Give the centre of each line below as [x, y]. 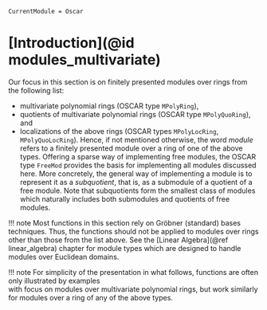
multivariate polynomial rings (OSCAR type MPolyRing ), [109, 106]
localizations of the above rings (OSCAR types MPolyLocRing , [119, 131]
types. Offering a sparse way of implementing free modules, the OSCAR [138, 156]
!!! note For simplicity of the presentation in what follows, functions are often [133, 272]
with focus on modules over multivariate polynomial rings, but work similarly [133, 289]
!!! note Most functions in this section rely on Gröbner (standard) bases [125, 222]
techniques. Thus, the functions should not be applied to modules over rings [133, 231]
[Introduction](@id [71, 43]
